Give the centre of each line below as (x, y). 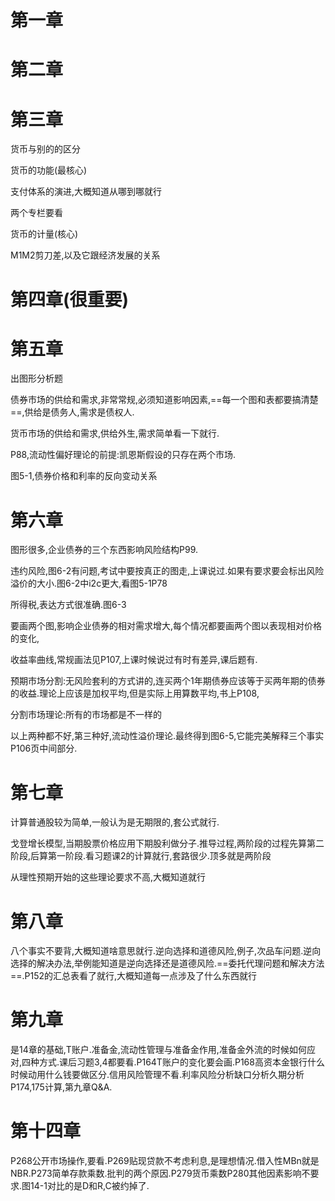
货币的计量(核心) (44, 234)
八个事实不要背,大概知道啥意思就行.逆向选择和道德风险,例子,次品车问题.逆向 (166, 951)
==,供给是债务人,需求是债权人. (72, 412)
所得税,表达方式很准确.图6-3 (68, 605)
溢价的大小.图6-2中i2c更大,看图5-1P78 (89, 583)
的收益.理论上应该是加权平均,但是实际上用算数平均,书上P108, (135, 693)
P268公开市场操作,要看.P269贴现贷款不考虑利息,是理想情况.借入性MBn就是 (165, 1161)
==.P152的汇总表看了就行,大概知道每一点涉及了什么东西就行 (134, 976)
